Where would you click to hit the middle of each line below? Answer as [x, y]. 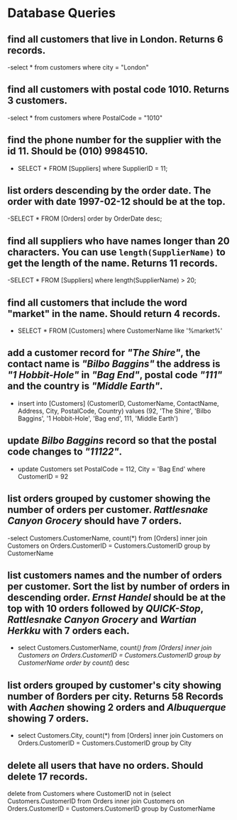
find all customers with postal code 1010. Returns [118, 90]
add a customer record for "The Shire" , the [104, 353]
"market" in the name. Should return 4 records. [114, 314]
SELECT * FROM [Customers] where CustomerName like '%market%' [120, 331]
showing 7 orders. [48, 718]
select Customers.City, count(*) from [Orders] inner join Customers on [120, 736]
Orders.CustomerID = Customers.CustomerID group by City [104, 743]
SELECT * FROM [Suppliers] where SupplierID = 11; [93, 168]
